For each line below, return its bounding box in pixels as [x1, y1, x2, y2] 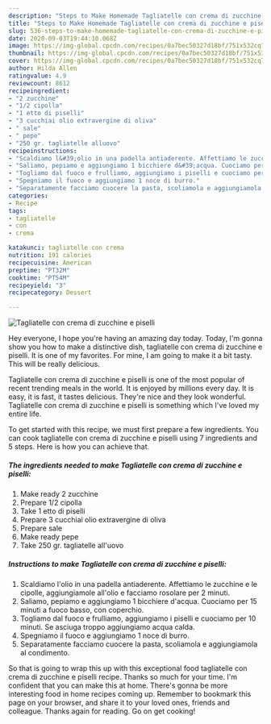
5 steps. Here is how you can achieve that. [8, 442, 150, 451]
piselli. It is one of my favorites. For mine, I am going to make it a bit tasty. [8, 351, 252, 360]
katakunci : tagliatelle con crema [8, 243, 125, 252]
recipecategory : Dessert [8, 289, 92, 297]
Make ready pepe [19, 532, 79, 542]
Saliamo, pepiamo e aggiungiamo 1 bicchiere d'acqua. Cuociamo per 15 [19, 597, 258, 606]
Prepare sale [19, 523, 63, 533]
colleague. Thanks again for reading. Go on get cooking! [8, 706, 196, 716]
